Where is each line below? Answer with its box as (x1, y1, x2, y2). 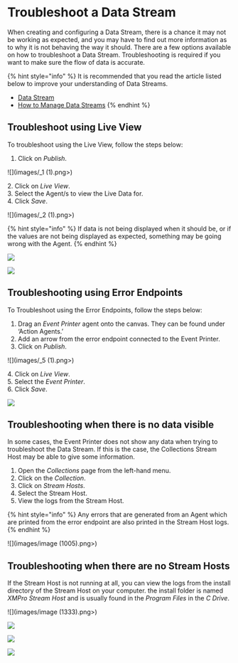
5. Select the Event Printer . (7, 377, 85, 386)
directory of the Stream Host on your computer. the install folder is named (7, 586, 224, 595)
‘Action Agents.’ (17, 327, 64, 335)
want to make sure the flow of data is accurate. (7, 58, 146, 66)
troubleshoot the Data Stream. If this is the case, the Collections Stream (7, 445, 217, 454)
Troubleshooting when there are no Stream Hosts (7, 560, 230, 572)
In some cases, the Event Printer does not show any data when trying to (7, 437, 218, 446)
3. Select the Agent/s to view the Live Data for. (7, 189, 144, 198)
